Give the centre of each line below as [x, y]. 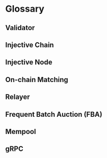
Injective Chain [30, 45]
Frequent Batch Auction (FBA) [54, 114]
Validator [20, 28]
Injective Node [29, 62]
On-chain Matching [37, 80]
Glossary [25, 9]
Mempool [21, 131]
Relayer [18, 97]
